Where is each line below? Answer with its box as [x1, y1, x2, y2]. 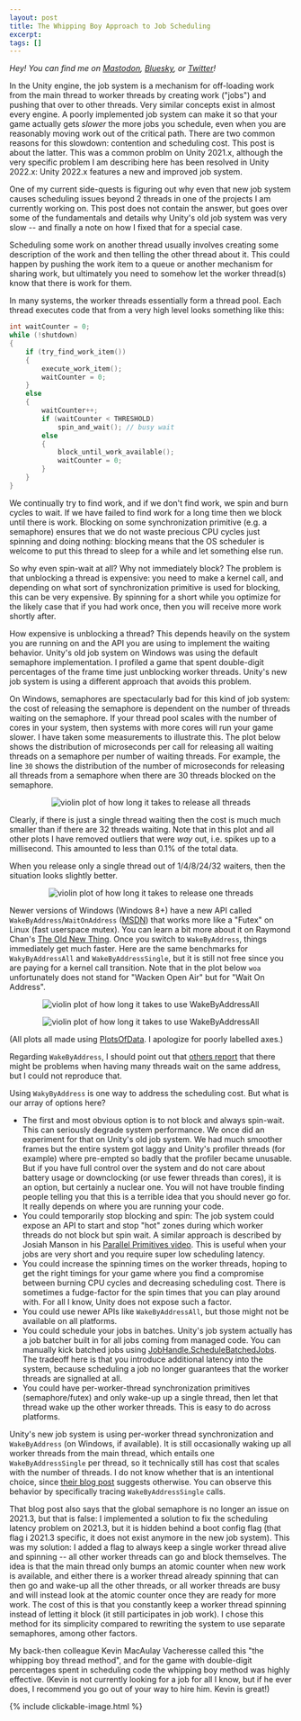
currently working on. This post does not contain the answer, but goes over [9, 203, 288, 214]
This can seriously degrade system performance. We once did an [22, 1124, 265, 1135]
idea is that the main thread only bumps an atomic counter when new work [9, 1561, 286, 1572]
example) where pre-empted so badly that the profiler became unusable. [22, 1153, 292, 1164]
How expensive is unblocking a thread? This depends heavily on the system [9, 627, 290, 639]
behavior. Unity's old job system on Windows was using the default [9, 647, 259, 658]
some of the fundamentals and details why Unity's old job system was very [9, 212, 288, 223]
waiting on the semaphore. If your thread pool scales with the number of [9, 712, 277, 723]
